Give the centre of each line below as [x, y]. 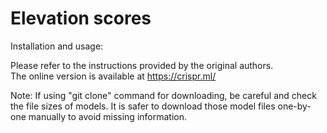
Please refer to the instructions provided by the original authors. [142, 65]
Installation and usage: [57, 46]
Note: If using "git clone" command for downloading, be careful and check [163, 95]
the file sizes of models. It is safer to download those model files [143, 106]
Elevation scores [81, 18]
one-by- [294, 106]
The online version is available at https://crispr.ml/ [113, 76]
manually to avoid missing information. [108, 116]
